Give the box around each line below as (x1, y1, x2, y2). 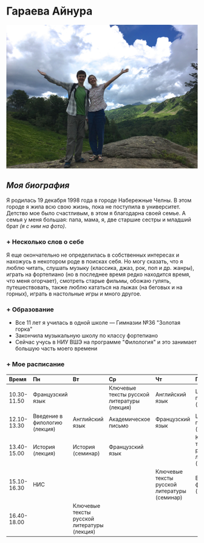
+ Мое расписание (6, 360, 65, 368)
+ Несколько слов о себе (6, 237, 84, 246)
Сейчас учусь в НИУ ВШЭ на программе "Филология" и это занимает (15, 339, 197, 346)
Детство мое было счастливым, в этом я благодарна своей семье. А (6, 209, 186, 216)
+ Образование (6, 305, 55, 314)
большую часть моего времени (15, 345, 98, 352)
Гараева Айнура (6, 4, 93, 18)
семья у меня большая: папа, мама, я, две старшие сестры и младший (6, 216, 191, 223)
